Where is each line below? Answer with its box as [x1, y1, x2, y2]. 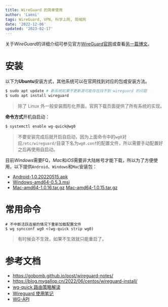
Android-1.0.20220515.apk [12, 174, 68, 180]
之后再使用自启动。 [17, 146, 58, 152]
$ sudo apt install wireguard [5, 93, 69, 98]
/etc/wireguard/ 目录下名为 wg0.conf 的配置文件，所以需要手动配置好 [22, 140, 163, 146]
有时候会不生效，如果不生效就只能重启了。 [17, 235, 107, 242]
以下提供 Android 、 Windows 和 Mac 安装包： [14, 163, 97, 169]
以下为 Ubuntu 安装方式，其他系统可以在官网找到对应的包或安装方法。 [5, 78, 150, 84]
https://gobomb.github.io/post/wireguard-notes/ [12, 272, 114, 279]
